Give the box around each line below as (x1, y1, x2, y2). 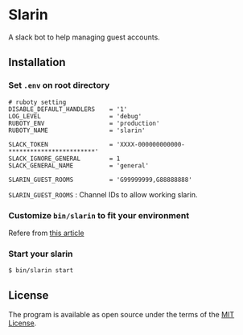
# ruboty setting (8, 98, 67, 106)
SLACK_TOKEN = (8, 140, 113, 148)
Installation (8, 56, 66, 69)
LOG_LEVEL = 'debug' (8, 112, 142, 120)
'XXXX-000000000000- (116, 140, 185, 148)
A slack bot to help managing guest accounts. (8, 32, 161, 42)
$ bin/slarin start (8, 267, 74, 275)
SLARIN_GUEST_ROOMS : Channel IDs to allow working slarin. (8, 189, 199, 199)
